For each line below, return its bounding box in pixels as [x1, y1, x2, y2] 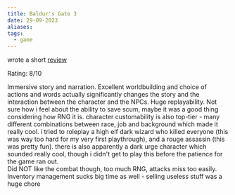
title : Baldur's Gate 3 [7, 10, 77, 18]
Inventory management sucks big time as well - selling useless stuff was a [7, 173, 223, 181]
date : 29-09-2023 [7, 17, 58, 24]
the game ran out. [7, 157, 59, 166]
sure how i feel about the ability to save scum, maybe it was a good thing [7, 105, 219, 114]
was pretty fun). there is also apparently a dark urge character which [7, 142, 207, 151]
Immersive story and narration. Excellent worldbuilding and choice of [7, 83, 208, 91]
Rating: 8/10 [7, 69, 42, 78]
